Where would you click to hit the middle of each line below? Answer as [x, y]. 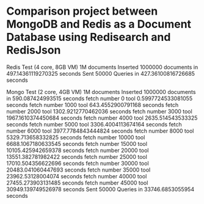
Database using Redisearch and [89, 37]
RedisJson [34, 50]
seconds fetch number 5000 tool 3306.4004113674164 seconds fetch [94, 124]
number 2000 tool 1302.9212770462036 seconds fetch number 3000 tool [99, 111]
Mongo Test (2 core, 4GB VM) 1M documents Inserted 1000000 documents [101, 92]
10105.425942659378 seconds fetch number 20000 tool [78, 150]
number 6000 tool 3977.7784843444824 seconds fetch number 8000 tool [100, 131]
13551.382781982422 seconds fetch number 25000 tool [77, 156]
